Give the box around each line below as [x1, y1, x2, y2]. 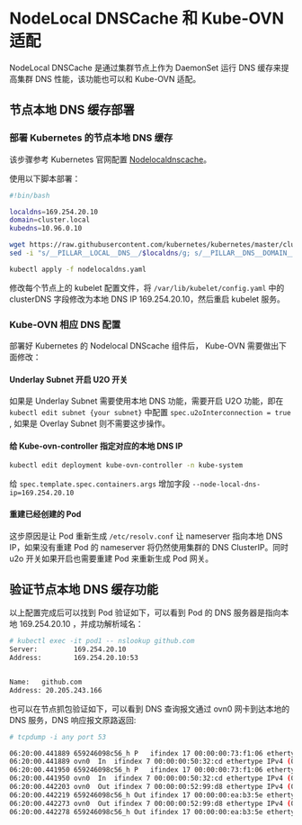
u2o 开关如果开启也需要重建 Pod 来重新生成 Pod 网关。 [9, 553, 214, 564]
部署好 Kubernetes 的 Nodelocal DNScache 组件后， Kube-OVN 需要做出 [9, 340, 280, 351]
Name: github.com [9, 677, 83, 686]
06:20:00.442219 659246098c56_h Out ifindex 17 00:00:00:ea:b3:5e [9, 790, 263, 800]
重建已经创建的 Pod [9, 508, 82, 519]
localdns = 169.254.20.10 [9, 207, 99, 216]
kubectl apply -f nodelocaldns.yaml [9, 265, 147, 274]
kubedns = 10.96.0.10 [9, 224, 83, 233]
